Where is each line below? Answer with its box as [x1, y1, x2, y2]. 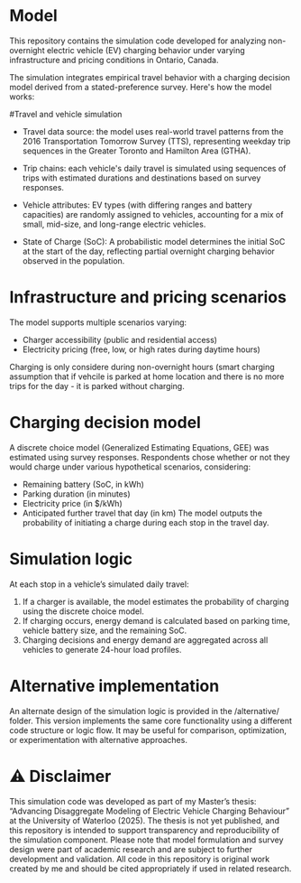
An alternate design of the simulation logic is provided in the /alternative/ [9, 705, 279, 716]
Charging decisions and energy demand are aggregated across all [22, 634, 269, 646]
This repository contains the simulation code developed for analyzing [9, 35, 267, 46]
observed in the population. [22, 255, 125, 266]
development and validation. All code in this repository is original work [9, 853, 270, 864]
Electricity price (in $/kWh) [22, 497, 123, 508]
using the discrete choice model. [22, 606, 144, 617]
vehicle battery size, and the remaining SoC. [22, 625, 187, 636]
